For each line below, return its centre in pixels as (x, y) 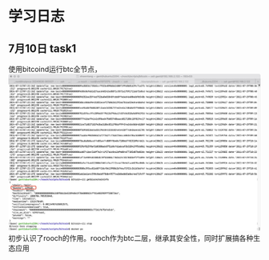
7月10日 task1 (42, 48)
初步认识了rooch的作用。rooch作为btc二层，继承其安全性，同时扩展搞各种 (131, 238)
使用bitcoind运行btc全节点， (55, 69)
